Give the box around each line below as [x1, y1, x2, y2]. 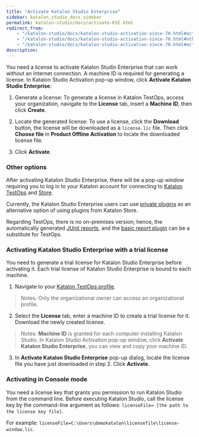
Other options [6, 163, 47, 171]
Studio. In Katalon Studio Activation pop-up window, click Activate [20, 336, 184, 343]
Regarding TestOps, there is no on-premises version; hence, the [6, 218, 163, 226]
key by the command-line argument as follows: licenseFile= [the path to [6, 401, 188, 409]
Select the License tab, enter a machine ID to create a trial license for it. [14, 312, 191, 320]
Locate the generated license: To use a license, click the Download [14, 118, 179, 125]
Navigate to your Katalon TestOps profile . [14, 283, 116, 290]
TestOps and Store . [6, 189, 53, 196]
